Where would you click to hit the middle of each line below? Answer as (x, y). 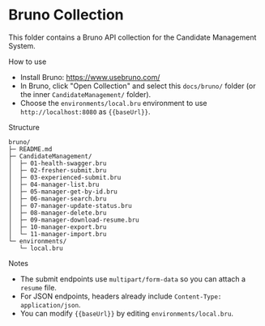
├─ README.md (30, 149)
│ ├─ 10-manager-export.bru (58, 227)
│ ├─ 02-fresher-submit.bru (58, 170)
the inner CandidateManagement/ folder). (85, 94)
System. (22, 45)
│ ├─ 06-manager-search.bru (58, 199)
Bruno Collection (66, 15)
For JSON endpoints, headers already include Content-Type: (121, 296)
